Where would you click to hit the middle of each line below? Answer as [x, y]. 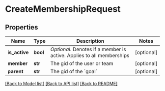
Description [90, 41]
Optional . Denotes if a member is [88, 49]
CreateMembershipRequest [63, 9]
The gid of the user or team [82, 63]
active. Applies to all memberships [90, 55]
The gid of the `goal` [74, 71]
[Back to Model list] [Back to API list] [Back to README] [61, 84]
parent [15, 71]
